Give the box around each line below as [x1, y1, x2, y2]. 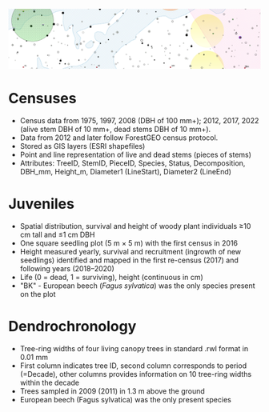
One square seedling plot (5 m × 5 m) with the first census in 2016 [19, 238, 239, 248]
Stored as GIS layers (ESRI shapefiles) [19, 142, 146, 151]
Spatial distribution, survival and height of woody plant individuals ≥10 [19, 221, 251, 230]
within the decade [19, 378, 80, 387]
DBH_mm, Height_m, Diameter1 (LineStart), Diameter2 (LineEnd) [19, 167, 232, 177]
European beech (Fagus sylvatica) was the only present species [19, 394, 232, 404]
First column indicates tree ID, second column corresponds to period [19, 361, 247, 370]
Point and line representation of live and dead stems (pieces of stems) [19, 150, 252, 160]
